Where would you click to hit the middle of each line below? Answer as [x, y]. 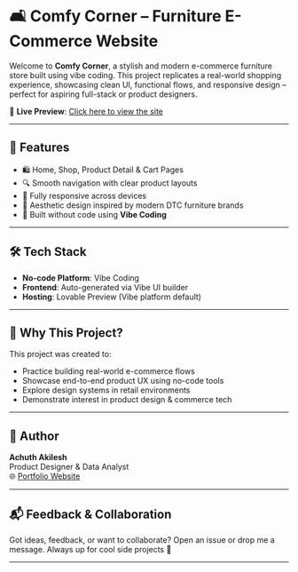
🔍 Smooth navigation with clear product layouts [110, 183]
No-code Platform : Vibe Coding [81, 278]
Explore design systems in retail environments [106, 390]
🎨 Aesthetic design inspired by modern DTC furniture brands [133, 205]
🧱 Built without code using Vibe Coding [94, 214]
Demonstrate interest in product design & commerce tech [127, 400]
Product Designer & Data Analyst [69, 467]
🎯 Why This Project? [66, 333]
